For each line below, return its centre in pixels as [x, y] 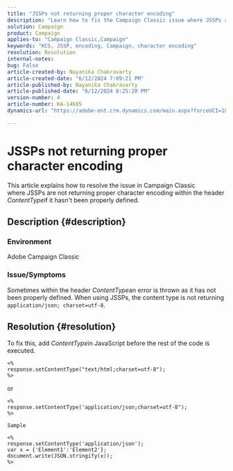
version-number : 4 [34, 98]
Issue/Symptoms [36, 275]
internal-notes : [31, 59]
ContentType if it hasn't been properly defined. [74, 200]
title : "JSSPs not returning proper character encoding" [91, 14]
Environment [29, 242]
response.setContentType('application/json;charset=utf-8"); [97, 408]
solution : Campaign [35, 26]
